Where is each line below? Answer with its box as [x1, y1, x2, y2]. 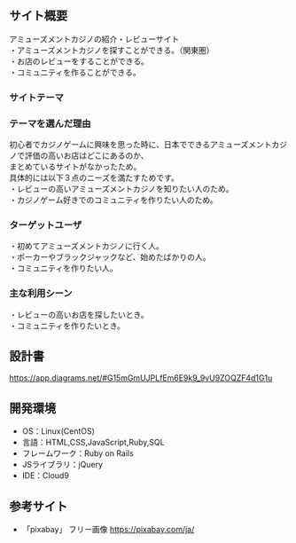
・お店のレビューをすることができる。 [9, 56, 149, 67]
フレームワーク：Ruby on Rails [21, 448, 135, 459]
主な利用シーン [9, 287, 73, 300]
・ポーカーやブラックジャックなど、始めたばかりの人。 [9, 252, 211, 263]
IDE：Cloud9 [21, 470, 69, 481]
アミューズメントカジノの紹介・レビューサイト [9, 34, 180, 44]
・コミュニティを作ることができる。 [9, 67, 141, 77]
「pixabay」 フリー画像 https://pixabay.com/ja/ [21, 524, 195, 535]
